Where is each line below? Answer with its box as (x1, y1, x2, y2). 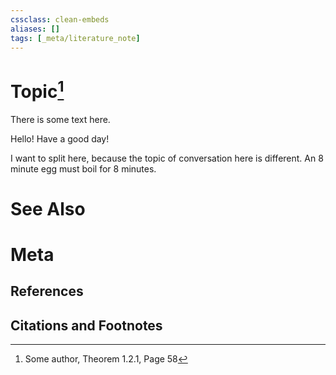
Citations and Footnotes (10, 317, 163, 334)
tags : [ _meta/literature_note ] (10, 33, 141, 43)
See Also (10, 197, 86, 220)
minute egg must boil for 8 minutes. (10, 162, 157, 175)
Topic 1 (10, 76, 65, 103)
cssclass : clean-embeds (10, 14, 110, 25)
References (10, 283, 84, 300)
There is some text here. (10, 113, 111, 125)
